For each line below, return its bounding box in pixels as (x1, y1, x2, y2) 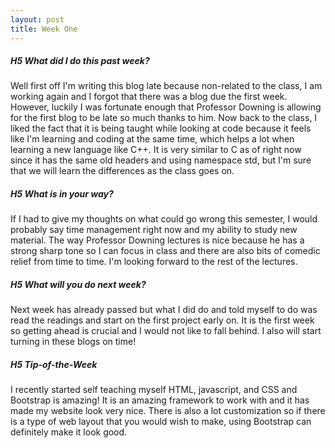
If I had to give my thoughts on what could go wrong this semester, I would (10, 213, 318, 225)
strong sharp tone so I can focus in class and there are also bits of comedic (10, 245, 321, 257)
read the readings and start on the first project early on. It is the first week (10, 314, 315, 326)
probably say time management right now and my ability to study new (10, 224, 298, 236)
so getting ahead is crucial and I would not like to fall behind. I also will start (10, 325, 322, 337)
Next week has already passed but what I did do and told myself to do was (10, 304, 318, 316)
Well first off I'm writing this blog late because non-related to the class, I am (10, 80, 323, 92)
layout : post (10, 14, 65, 25)
